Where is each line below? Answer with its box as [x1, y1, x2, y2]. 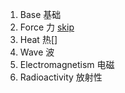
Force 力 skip [19, 21, 75, 33]
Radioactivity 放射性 [19, 71, 103, 83]
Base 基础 [19, 9, 62, 20]
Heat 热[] [19, 34, 58, 45]
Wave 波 [19, 46, 55, 58]
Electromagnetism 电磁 [19, 59, 115, 70]
